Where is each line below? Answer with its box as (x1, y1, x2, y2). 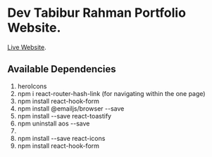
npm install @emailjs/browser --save (17, 104, 125, 113)
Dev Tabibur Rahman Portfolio (7, 5, 187, 21)
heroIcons (17, 82, 47, 90)
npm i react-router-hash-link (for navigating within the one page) (17, 89, 206, 97)
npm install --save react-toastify (17, 111, 111, 120)
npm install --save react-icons (17, 134, 106, 142)
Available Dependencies (7, 63, 116, 75)
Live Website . (7, 43, 47, 51)
